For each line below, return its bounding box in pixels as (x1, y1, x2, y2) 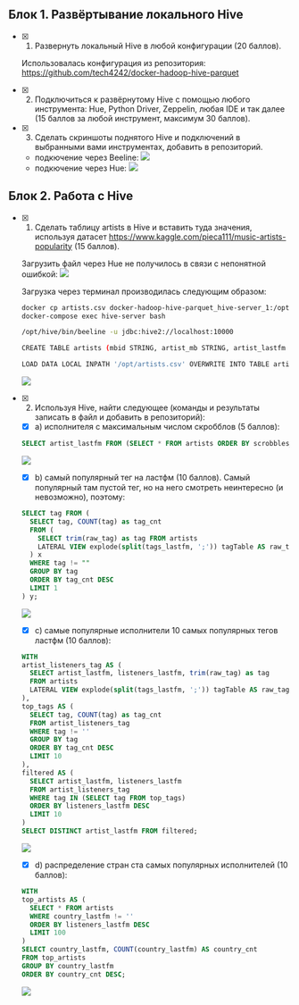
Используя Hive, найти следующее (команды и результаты (34, 402, 261, 413)
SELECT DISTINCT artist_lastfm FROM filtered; (21, 826, 198, 836)
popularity (34, 240, 73, 251)
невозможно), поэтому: (34, 491, 126, 502)
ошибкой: (21, 268, 59, 280)
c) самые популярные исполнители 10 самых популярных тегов (34, 624, 278, 635)
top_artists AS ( (21, 895, 87, 904)
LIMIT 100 (29, 928, 66, 937)
